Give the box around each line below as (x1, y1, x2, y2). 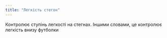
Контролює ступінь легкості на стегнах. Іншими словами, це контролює (5, 21, 162, 27)
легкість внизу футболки (5, 26, 59, 33)
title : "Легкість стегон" (5, 7, 60, 13)
